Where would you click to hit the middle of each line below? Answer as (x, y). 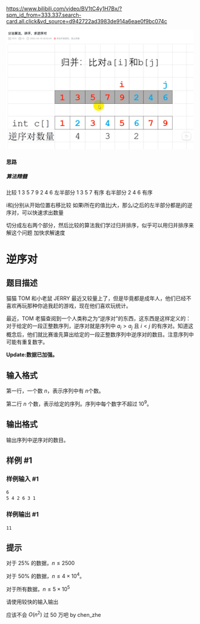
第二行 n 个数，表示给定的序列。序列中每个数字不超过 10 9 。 (79, 403)
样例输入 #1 (22, 478)
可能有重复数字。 (27, 342)
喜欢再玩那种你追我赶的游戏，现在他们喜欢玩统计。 (69, 306)
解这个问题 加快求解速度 (36, 233)
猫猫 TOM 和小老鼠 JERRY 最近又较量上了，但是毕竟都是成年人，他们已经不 (99, 298)
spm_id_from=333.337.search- (44, 15)
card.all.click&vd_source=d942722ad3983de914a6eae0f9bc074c (87, 21)
